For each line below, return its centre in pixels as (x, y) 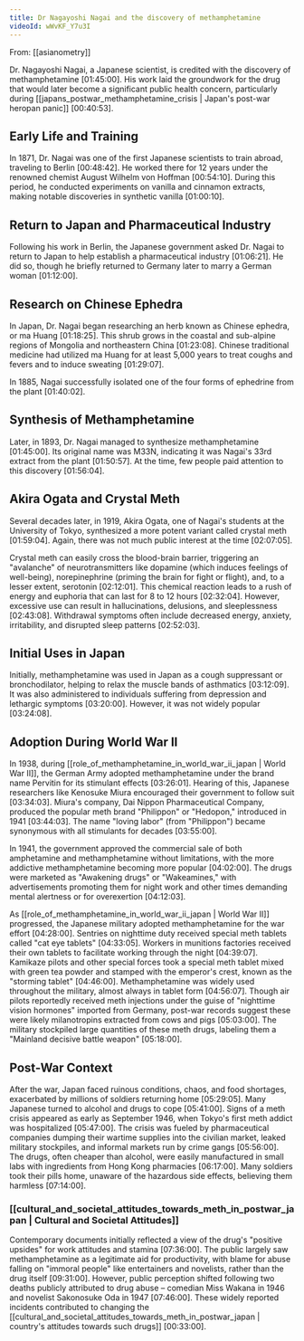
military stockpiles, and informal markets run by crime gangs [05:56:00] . (144, 1147)
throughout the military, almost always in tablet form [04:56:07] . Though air (150, 991)
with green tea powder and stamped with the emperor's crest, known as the (151, 972)
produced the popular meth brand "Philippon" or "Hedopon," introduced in (148, 812)
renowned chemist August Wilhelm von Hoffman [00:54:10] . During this (142, 177)
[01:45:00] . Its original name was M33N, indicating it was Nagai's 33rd (141, 451)
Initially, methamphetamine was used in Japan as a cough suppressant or (146, 675)
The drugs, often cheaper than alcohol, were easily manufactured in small (147, 1156)
